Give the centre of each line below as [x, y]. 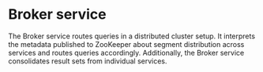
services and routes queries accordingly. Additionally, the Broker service [126, 52]
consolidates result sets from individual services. [88, 61]
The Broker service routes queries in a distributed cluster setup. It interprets [131, 36]
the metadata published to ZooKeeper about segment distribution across [126, 44]
